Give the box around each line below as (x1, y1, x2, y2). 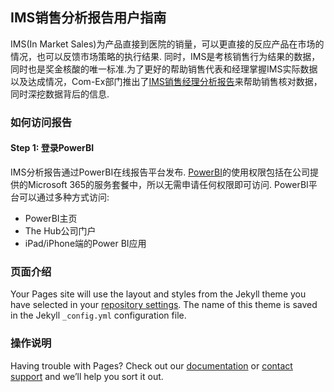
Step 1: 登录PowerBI (10, 142, 95, 154)
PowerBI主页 (24, 212, 78, 224)
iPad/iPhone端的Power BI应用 (24, 237, 147, 249)
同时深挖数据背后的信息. (10, 88, 110, 100)
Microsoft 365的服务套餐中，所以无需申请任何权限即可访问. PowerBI (27, 178, 309, 190)
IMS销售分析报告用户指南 (10, 9, 167, 27)
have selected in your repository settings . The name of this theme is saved (10, 299, 318, 311)
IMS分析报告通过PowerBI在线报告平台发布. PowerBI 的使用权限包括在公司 (10, 166, 310, 178)
